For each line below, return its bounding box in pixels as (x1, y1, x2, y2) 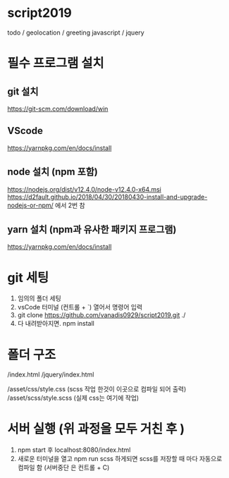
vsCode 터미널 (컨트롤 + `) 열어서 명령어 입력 (17, 303, 143, 312)
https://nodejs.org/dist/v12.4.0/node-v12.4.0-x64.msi (7, 185, 162, 193)
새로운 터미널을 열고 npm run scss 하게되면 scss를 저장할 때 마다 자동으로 (17, 455, 223, 463)
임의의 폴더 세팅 (17, 294, 61, 302)
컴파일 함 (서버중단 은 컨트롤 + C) (17, 463, 110, 472)
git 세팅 (7, 269, 49, 286)
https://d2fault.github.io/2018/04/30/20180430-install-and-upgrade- (7, 192, 208, 201)
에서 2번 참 (55, 201, 86, 209)
